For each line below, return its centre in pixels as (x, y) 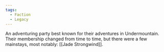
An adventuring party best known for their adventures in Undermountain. (82, 34)
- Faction (20, 15)
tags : (11, 10)
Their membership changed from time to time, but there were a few (76, 39)
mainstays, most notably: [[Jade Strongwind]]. (54, 44)
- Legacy (19, 19)
